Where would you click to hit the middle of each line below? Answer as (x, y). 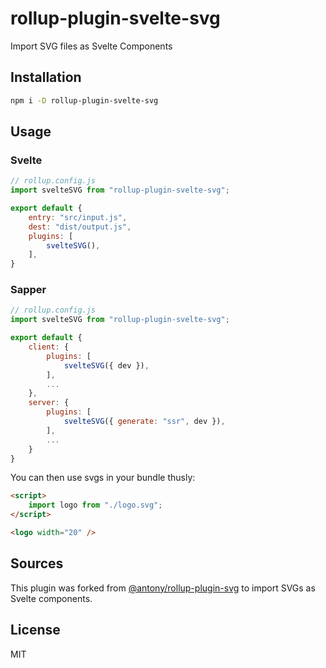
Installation (46, 77)
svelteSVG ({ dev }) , (106, 365)
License (35, 630)
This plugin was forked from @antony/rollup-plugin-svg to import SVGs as (163, 588)
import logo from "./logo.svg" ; (95, 505)
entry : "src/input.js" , (78, 217)
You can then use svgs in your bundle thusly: (103, 478)
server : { (49, 403)
